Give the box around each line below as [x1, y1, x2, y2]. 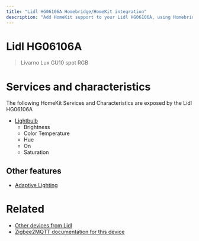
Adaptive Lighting [14, 182, 58, 189]
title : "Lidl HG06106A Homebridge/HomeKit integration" [6, 8, 147, 15]
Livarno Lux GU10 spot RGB [20, 59, 89, 66]
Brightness [23, 124, 50, 131]
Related [6, 203, 44, 216]
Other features [6, 166, 62, 176]
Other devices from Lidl [14, 222, 73, 229]
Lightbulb [14, 117, 38, 124]
